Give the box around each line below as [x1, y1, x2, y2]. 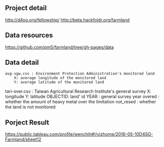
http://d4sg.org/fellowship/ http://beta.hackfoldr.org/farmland [5, 17, 130, 23]
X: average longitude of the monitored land [14, 75, 107, 80]
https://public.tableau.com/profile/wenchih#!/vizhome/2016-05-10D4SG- [5, 131, 153, 137]
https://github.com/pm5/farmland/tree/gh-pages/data [5, 44, 114, 50]
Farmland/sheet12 [5, 137, 42, 143]
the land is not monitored [5, 104, 55, 110]
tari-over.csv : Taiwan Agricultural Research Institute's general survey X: [5, 88, 151, 95]
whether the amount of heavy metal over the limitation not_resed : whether [5, 99, 156, 105]
